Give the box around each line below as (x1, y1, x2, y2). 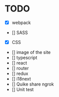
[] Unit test (11, 86, 34, 92)
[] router (11, 65, 29, 71)
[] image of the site (11, 49, 51, 55)
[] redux (11, 70, 28, 76)
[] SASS (11, 29, 28, 35)
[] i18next (11, 76, 31, 82)
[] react (11, 60, 27, 66)
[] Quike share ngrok (11, 81, 54, 87)
